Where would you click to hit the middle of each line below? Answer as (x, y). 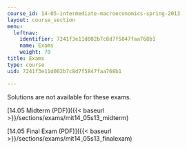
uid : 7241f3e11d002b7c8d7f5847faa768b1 (65, 71)
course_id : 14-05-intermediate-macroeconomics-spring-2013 (94, 13)
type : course (26, 65)
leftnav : (26, 33)
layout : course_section (41, 20)
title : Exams (26, 59)
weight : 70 (35, 52)
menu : (15, 26)
